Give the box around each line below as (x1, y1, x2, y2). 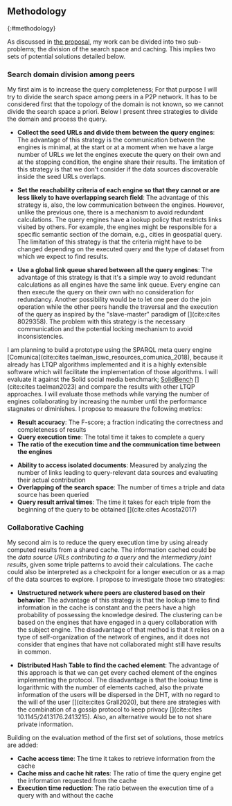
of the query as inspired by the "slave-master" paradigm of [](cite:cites (17, 310, 220, 319)
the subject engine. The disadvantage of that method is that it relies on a (17, 626, 225, 634)
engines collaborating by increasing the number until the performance (7, 397, 207, 405)
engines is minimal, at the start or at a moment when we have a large (17, 143, 214, 151)
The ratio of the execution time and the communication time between (17, 440, 221, 448)
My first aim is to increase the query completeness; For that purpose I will (7, 85, 217, 94)
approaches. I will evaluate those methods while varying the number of (7, 390, 210, 398)
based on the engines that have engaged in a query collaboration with (17, 618, 217, 627)
